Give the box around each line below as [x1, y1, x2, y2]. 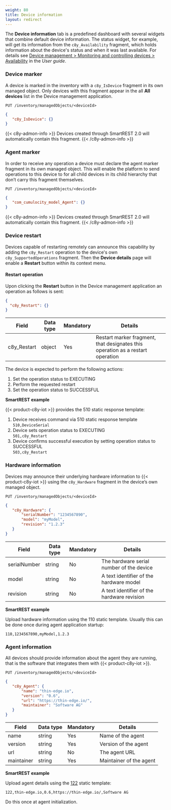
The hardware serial [101, 557, 149, 564]
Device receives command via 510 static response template [12, 416, 137, 423]
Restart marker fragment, [96, 334, 156, 341]
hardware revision [101, 593, 145, 600]
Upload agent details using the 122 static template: [5, 780, 111, 786]
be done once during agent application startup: [5, 622, 104, 628]
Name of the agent [99, 732, 145, 739]
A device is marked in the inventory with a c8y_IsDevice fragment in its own [5, 82, 163, 88]
